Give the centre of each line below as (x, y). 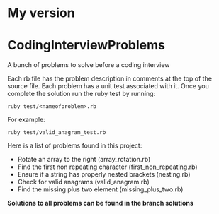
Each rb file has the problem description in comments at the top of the (110, 78)
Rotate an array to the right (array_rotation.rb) (84, 160)
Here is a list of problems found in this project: (75, 145)
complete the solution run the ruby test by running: (82, 94)
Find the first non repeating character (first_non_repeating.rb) (107, 167)
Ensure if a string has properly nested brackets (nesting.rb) (104, 174)
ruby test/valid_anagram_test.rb (57, 133)
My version (41, 13)
